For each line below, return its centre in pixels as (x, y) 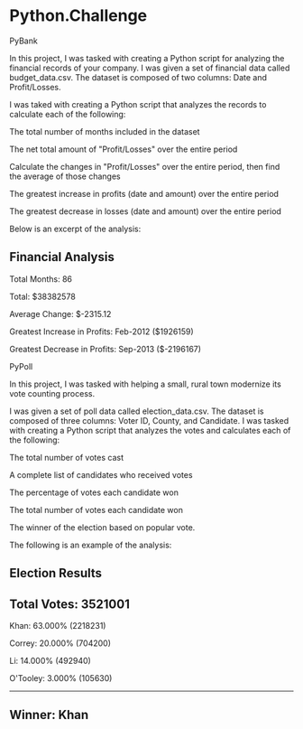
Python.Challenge (78, 16)
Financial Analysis (62, 257)
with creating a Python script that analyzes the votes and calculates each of (150, 430)
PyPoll (21, 366)
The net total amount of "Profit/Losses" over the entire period (124, 149)
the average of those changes (65, 176)
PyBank (23, 41)
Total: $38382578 (43, 296)
